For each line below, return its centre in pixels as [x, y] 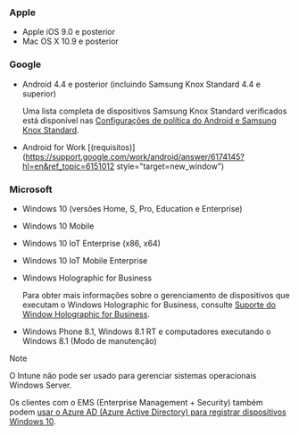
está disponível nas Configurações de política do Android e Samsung [149, 120]
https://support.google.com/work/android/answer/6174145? [135, 156]
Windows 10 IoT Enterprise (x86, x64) [91, 243]
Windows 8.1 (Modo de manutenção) [90, 340]
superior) [39, 93]
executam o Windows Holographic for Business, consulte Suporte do [149, 305]
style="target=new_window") [170, 166]
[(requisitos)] [112, 147]
